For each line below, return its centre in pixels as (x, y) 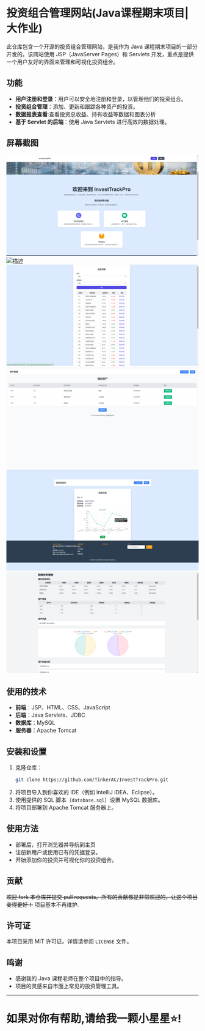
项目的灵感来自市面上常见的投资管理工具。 (69, 986)
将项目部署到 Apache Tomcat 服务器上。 (66, 808)
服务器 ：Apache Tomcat (46, 730)
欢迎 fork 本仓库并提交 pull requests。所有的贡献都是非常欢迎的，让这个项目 (102, 896)
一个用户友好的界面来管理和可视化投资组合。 (63, 62)
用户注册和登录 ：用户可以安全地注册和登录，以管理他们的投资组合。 (101, 98)
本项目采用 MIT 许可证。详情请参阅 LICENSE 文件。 (69, 941)
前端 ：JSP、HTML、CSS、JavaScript (63, 708)
